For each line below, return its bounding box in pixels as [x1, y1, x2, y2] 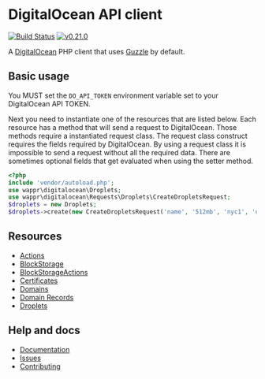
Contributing [19, 361, 61, 371]
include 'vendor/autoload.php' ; [8, 179, 114, 187]
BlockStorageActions [19, 267, 88, 277]
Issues [19, 353, 42, 362]
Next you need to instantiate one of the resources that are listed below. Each [8, 114, 256, 124]
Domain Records [19, 292, 74, 302]
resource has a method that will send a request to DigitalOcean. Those [8, 122, 237, 132]
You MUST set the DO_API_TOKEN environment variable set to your [8, 91, 219, 100]
